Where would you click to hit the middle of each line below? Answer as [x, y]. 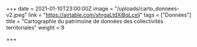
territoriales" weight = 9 [35, 27]
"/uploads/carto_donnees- [147, 9]
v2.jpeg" [17, 15]
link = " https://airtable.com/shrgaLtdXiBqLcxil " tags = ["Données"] [110, 15]
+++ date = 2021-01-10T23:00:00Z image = [60, 9]
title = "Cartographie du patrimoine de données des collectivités [85, 21]
